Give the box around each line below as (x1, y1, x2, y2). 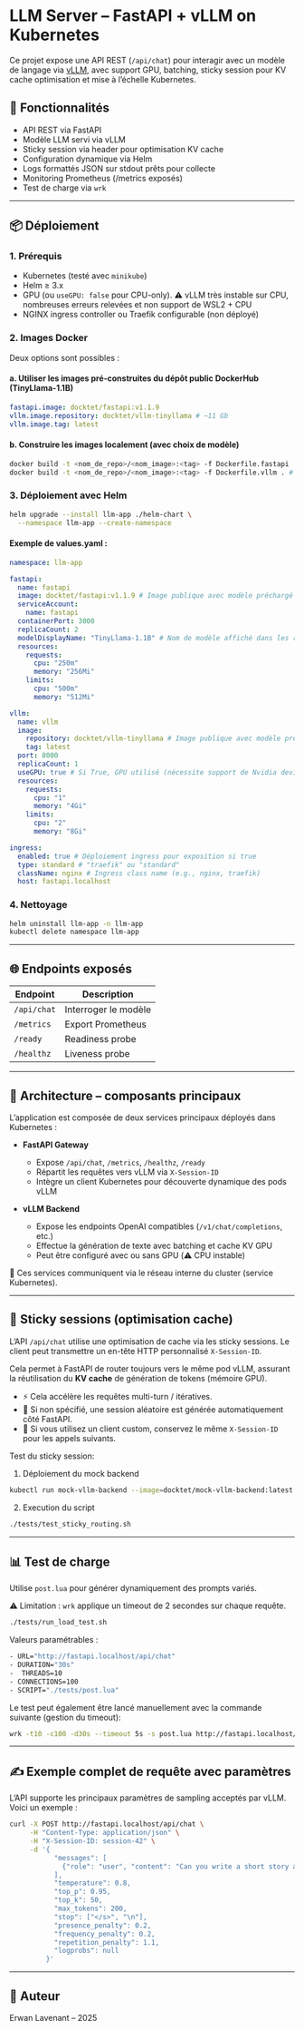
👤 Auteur (9, 1988, 61, 2004)
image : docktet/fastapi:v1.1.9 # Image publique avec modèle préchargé (17, 591, 294, 600)
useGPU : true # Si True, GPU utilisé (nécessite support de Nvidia (17, 767, 278, 776)
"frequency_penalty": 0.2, (53, 1929, 156, 1938)
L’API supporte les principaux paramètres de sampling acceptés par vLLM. (9, 1792, 287, 1803)
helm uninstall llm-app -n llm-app (9, 919, 144, 928)
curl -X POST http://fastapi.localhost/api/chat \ (9, 1820, 204, 1829)
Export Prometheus (64, 1018, 147, 1030)
